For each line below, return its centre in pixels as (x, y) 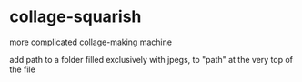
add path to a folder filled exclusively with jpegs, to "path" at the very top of (151, 59)
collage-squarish (75, 17)
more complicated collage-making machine (91, 42)
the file (23, 69)
